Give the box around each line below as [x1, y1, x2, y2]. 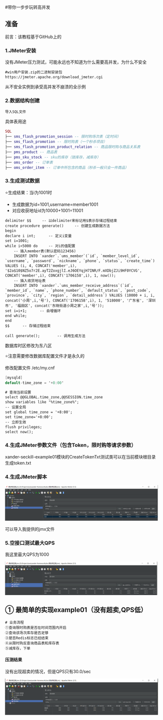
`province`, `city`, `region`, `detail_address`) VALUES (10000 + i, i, [5, 293, 155, 298]
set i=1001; [5, 238, 29, 243]
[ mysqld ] [5, 375, 23, 380]
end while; [5, 313, 27, 318]
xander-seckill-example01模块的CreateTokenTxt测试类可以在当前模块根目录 [5, 454, 156, 460]
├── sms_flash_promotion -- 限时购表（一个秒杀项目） [5, 140, 108, 144]
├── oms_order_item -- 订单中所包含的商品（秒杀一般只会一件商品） [5, 165, 129, 170]
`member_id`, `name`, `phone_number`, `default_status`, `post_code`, [5, 288, 151, 293]
